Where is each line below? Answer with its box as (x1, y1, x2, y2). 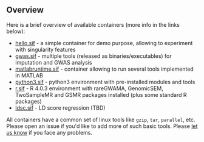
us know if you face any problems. (6, 129, 93, 136)
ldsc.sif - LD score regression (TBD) (15, 104, 106, 112)
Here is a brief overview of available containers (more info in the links (6, 21, 180, 28)
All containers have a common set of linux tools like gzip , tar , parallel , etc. (6, 116, 195, 123)
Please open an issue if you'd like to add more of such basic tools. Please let (6, 122, 198, 130)
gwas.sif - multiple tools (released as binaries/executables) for (15, 52, 172, 60)
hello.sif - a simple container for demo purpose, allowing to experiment (15, 39, 193, 46)
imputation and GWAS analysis (15, 59, 92, 66)
